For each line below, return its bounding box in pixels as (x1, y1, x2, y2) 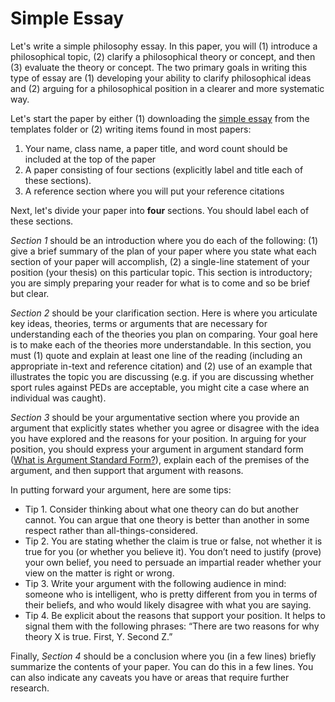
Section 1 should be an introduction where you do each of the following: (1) (10, 234, 319, 246)
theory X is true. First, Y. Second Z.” (24, 630, 173, 642)
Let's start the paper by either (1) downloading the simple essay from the (10, 112, 310, 124)
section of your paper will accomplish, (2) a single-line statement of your (10, 255, 310, 267)
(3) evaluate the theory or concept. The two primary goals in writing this (10, 61, 308, 73)
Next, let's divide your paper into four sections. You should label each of (10, 204, 310, 216)
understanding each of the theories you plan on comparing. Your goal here (10, 328, 318, 340)
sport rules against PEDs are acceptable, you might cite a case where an (10, 381, 310, 393)
